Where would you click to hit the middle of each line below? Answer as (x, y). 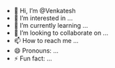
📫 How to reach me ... (46, 41)
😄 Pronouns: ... (36, 51)
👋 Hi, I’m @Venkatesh (45, 11)
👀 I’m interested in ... (43, 18)
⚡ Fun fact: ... (33, 58)
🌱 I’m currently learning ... (51, 25)
